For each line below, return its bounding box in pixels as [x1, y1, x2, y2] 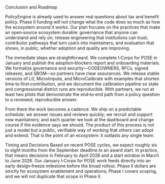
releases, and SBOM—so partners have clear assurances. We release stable [5, 71, 160, 76]
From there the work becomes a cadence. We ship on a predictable [5, 106, 142, 112]
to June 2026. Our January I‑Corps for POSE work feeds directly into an [5, 158, 151, 163]
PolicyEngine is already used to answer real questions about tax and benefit [5, 14, 159, 19]
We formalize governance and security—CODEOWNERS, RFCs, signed [5, 65, 149, 71]
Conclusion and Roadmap [5, 4, 58, 10]
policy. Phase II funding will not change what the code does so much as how [5, 19, 161, 25]
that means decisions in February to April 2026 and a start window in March [5, 152, 159, 158]
